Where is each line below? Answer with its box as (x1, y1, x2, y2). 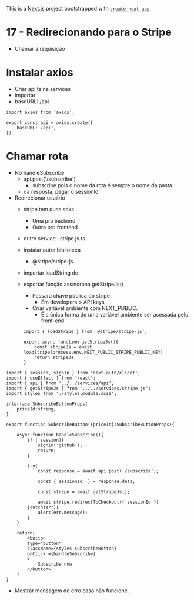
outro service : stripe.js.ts (23, 234, 85, 242)
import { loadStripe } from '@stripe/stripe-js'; (23, 328, 148, 334)
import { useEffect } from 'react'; (6, 375, 96, 381)
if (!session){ (27, 437, 65, 443)
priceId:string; (16, 406, 57, 412)
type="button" (27, 540, 62, 546)
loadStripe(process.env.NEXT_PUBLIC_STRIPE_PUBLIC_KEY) (23, 349, 163, 355)
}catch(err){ (27, 504, 59, 510)
